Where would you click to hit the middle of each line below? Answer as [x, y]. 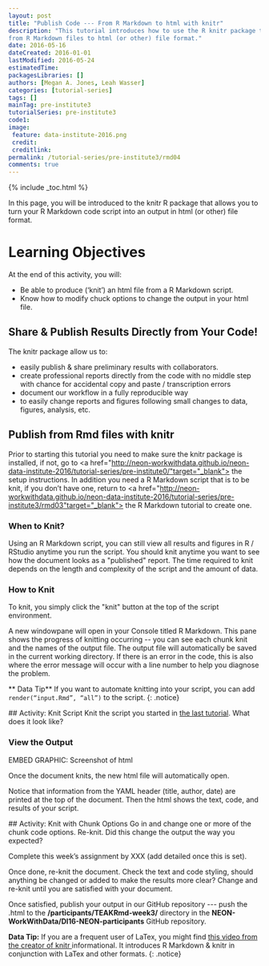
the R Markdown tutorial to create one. [189, 505]
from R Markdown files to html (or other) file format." [105, 38]
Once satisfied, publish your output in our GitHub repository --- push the [128, 904]
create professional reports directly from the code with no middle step [135, 375]
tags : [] [23, 98]
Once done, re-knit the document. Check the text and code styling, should [131, 871]
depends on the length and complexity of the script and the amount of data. [133, 569]
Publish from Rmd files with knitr [91, 435]
